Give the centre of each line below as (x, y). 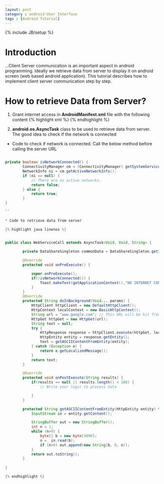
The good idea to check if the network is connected (64, 134)
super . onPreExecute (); (54, 274)
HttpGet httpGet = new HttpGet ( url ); (70, 319)
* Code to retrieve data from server (43, 221)
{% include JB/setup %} (29, 33)
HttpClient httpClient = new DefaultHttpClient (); (84, 305)
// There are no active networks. (66, 180)
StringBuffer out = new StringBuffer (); (73, 423)
